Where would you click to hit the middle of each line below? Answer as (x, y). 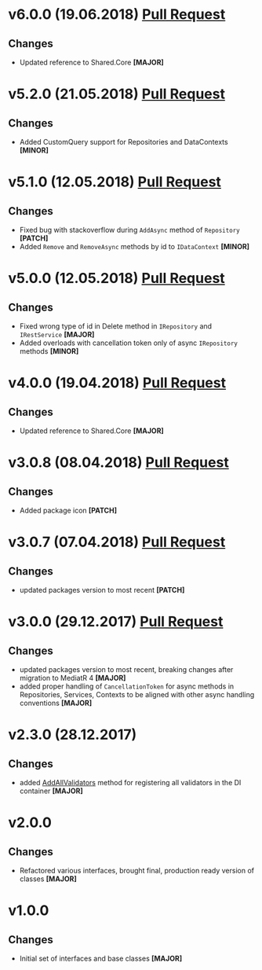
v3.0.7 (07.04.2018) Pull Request (117, 542)
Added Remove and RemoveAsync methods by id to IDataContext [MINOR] (134, 246)
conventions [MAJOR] (56, 703)
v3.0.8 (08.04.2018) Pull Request (118, 463)
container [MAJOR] (51, 791)
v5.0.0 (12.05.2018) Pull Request (116, 279)
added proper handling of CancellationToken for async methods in (127, 686)
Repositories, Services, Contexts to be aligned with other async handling (137, 694)
